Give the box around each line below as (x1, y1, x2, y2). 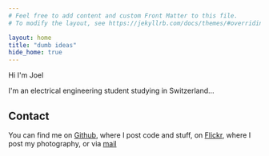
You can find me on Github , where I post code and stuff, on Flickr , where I (8, 130, 251, 140)
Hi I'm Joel (8, 70, 44, 80)
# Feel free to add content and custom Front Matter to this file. (8, 11, 239, 20)
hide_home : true (8, 49, 62, 57)
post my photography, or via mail (8, 138, 117, 148)
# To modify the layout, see (8, 19, 106, 27)
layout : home (8, 34, 52, 42)
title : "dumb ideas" (8, 41, 78, 49)
